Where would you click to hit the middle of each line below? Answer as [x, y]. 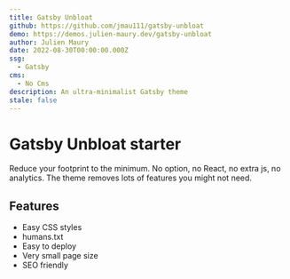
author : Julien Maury [49, 42]
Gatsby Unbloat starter [95, 144]
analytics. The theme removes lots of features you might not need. [131, 178]
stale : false [33, 100]
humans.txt [43, 237]
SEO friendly [45, 265]
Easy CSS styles [52, 227]
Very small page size [60, 256]
